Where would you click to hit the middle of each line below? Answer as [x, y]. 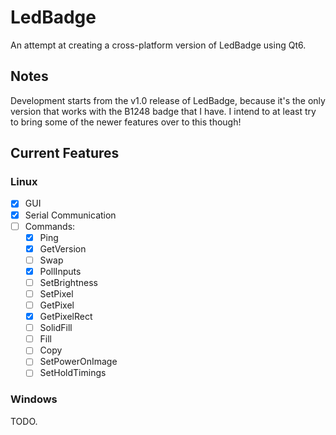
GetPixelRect [66, 317]
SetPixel [56, 293]
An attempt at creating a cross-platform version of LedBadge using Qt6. [158, 45]
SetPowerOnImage [78, 362]
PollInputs [60, 271]
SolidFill [56, 328]
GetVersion [63, 248]
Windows [34, 399]
